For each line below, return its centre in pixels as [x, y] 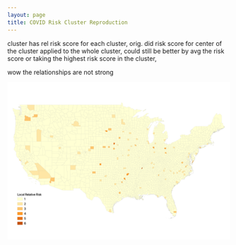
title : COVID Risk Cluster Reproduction [68, 22]
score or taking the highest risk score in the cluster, [82, 58]
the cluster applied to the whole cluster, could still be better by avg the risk [116, 51]
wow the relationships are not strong [61, 72]
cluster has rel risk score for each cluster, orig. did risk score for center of [115, 43]
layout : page [26, 15]
